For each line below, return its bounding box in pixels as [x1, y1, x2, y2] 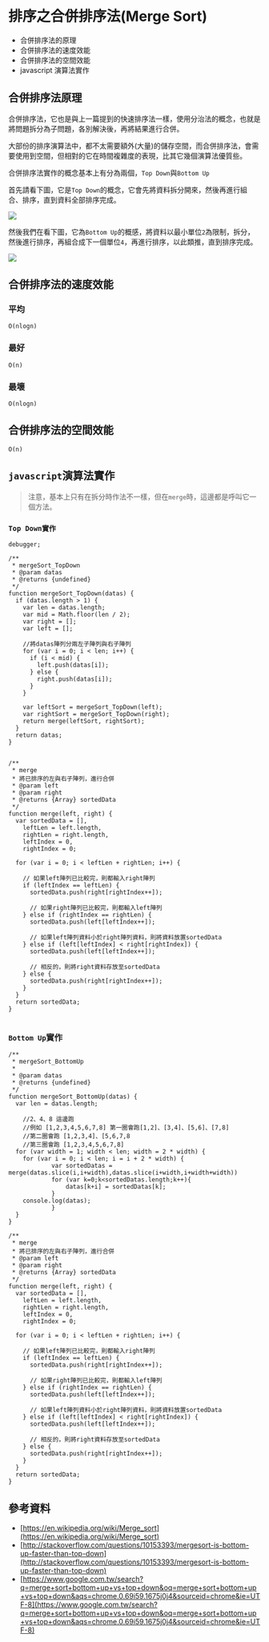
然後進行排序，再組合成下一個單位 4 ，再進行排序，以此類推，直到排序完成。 [8, 237, 258, 247]
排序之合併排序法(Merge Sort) [8, 7, 208, 26]
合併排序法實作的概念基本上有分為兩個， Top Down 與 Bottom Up [8, 167, 210, 177]
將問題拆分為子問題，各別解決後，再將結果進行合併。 [8, 123, 184, 133]
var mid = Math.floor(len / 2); [22, 610, 130, 618]
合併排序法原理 [8, 91, 82, 105]
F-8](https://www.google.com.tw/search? [19, 1600, 158, 1610]
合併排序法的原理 [19, 35, 77, 45]
